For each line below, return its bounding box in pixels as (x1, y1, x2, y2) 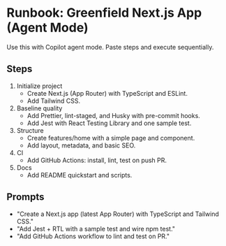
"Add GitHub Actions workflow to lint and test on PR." (16, 232, 170, 240)
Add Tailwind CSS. (27, 96, 81, 105)
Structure (16, 126, 44, 134)
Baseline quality (16, 103, 63, 113)
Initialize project (16, 82, 63, 90)
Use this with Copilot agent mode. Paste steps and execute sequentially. (6, 43, 214, 51)
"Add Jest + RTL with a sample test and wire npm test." (16, 224, 176, 233)
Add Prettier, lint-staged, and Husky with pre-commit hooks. (27, 111, 200, 120)
